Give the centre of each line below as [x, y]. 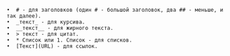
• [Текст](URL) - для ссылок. [52, 46]
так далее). [24, 16]
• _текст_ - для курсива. [46, 22]
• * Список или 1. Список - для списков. [69, 40]
